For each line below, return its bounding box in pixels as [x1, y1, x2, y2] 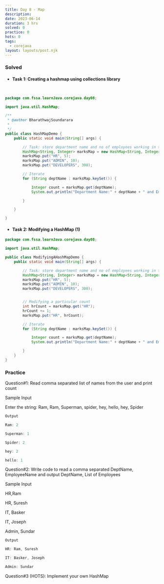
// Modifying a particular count [22, 300, 91, 304]
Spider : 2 [5, 440, 25, 445]
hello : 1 [5, 458, 23, 463]
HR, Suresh [5, 500, 28, 506]
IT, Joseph [5, 519, 27, 525]
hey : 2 [5, 449, 19, 454]
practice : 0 [5, 30, 29, 35]
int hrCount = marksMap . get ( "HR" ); [22, 304, 95, 309]
